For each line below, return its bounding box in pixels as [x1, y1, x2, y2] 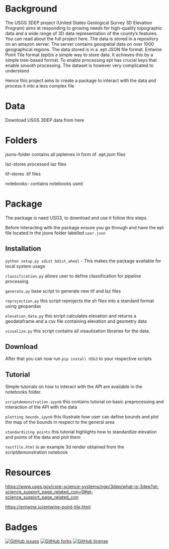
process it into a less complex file [5, 82, 74, 88]
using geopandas [5, 303, 41, 309]
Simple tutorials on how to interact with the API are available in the [5, 384, 142, 390]
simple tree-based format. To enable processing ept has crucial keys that [5, 57, 157, 63]
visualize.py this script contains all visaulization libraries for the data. [5, 328, 150, 334]
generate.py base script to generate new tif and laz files [5, 288, 121, 294]
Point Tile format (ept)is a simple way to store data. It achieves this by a [5, 51, 153, 58]
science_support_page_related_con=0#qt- [5, 489, 94, 495]
